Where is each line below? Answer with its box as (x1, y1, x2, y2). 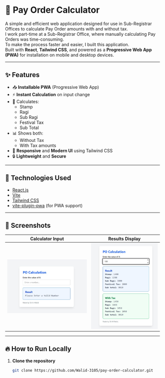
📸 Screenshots (5, 221, 51, 230)
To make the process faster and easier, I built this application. (5, 41, 129, 47)
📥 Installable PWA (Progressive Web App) (12, 84, 99, 90)
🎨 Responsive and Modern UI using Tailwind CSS (12, 147, 113, 154)
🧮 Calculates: (12, 98, 39, 105)
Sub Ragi (19, 114, 38, 120)
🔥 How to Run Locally (5, 345, 72, 353)
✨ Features (5, 71, 40, 79)
